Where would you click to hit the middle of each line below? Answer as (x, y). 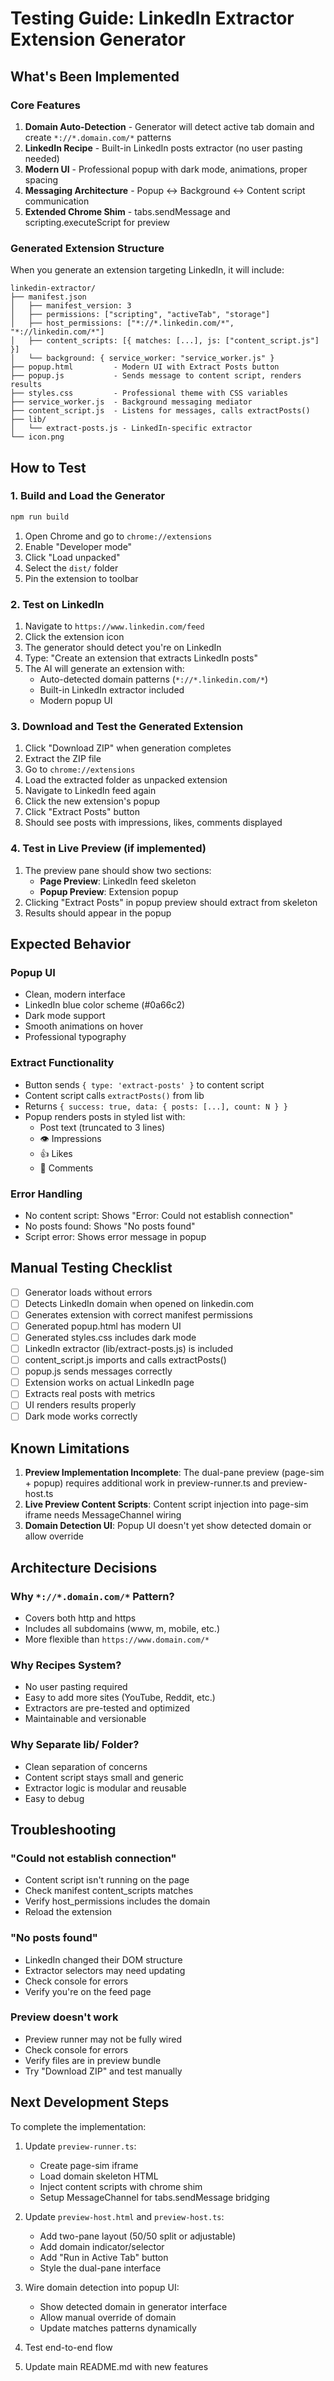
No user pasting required (76, 1687)
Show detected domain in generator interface (133, 2306)
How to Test (48, 467)
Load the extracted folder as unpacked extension (126, 780)
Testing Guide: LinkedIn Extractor (152, 18)
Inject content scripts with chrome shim (121, 2186)
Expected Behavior (71, 944)
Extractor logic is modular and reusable (105, 1788)
